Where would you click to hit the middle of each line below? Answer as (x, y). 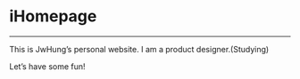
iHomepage (53, 16)
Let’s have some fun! (48, 66)
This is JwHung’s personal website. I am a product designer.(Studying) (139, 49)
